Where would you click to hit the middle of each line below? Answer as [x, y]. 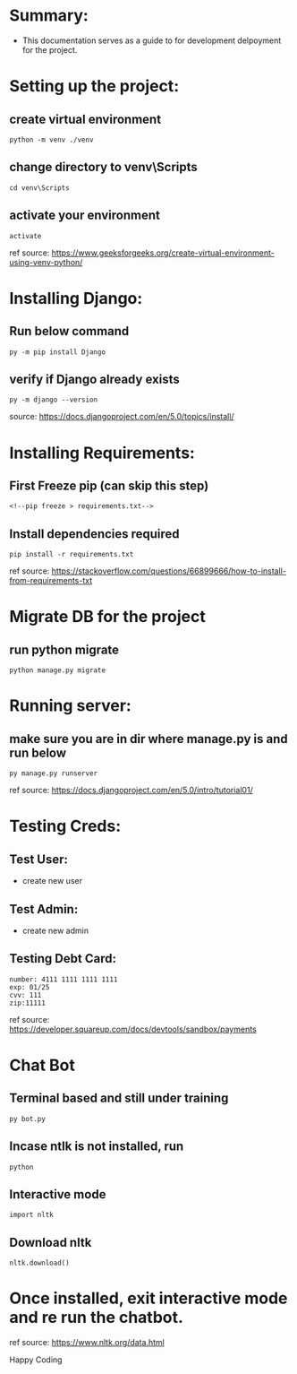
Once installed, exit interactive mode [148, 1298]
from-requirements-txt [51, 581]
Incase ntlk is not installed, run [97, 1147]
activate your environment [85, 216]
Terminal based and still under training [119, 1098]
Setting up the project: [94, 86]
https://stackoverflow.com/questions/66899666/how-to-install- [169, 571]
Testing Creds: [65, 826]
